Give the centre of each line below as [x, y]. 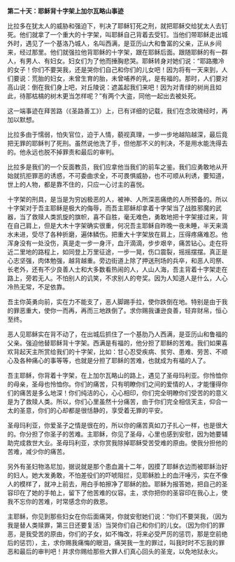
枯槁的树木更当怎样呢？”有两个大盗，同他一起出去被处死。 [116, 96]
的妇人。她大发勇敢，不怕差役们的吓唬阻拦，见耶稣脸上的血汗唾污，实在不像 [117, 475]
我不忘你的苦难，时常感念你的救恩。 [59, 501]
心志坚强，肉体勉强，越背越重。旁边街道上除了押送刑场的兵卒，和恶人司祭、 [117, 261]
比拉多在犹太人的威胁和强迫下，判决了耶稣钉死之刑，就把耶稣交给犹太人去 [114, 26]
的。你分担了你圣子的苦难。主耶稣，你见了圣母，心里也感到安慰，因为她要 [114, 434]
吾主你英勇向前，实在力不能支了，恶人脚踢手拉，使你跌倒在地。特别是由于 [114, 302]
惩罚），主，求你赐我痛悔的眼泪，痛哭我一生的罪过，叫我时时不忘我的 [119, 543]
